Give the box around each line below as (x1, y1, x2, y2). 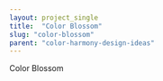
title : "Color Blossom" (9, 22, 103, 31)
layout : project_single (9, 13, 99, 22)
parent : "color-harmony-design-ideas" (9, 38, 155, 48)
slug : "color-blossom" (9, 30, 95, 39)
